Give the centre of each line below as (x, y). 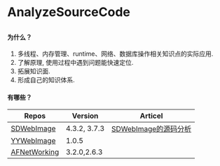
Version (85, 116)
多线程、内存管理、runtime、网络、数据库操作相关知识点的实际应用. (115, 54)
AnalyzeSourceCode (69, 12)
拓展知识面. (34, 71)
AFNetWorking (35, 152)
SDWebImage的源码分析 (151, 129)
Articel (151, 116)
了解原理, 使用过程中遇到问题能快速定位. (75, 63)
